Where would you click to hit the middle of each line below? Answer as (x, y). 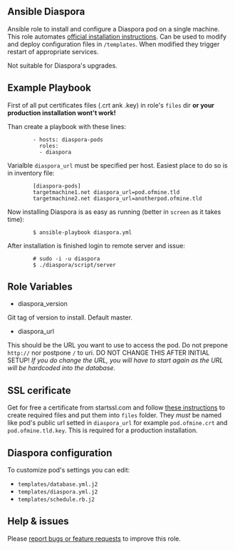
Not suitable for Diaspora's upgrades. (62, 65)
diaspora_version (42, 304)
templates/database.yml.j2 (58, 484)
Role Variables (40, 287)
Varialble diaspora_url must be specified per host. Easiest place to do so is (117, 165)
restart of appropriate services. (53, 51)
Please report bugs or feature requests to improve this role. (94, 539)
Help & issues (38, 521)
